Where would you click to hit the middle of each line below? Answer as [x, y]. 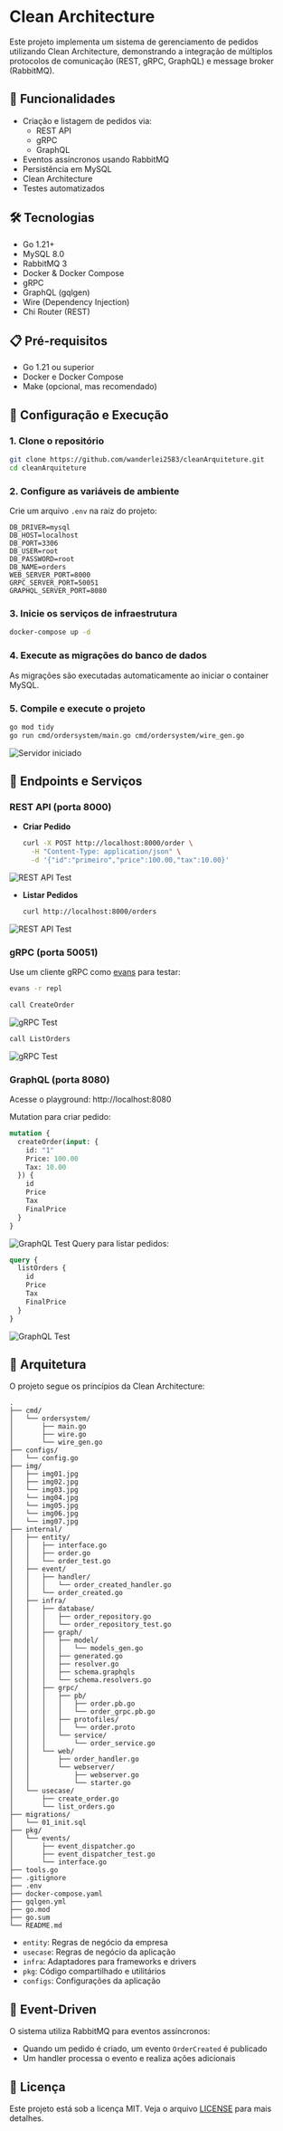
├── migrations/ [40, 1815]
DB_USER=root [34, 551]
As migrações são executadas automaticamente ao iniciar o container [139, 675]
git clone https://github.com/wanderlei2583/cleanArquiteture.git [137, 460]
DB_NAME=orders [38, 568]
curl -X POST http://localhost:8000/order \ [108, 844]
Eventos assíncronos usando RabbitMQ [96, 159]
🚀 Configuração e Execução [89, 415]
